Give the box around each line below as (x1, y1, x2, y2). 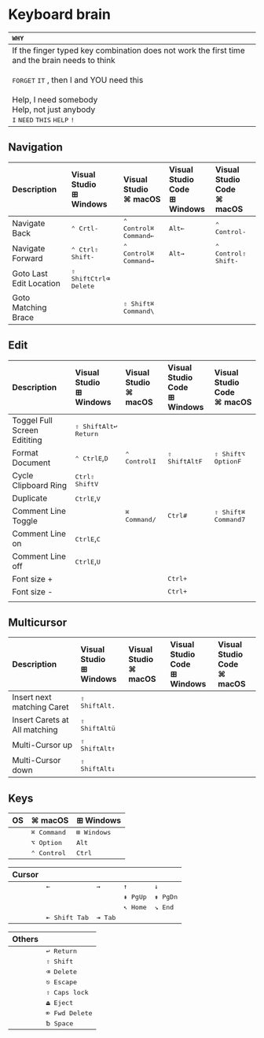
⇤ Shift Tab (46, 913, 89, 922)
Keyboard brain (8, 6, 112, 24)
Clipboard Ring (12, 479, 68, 490)
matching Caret (12, 701, 69, 712)
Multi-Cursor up (12, 739, 73, 750)
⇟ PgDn (154, 893, 178, 902)
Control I (125, 457, 157, 466)
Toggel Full (12, 415, 53, 426)
